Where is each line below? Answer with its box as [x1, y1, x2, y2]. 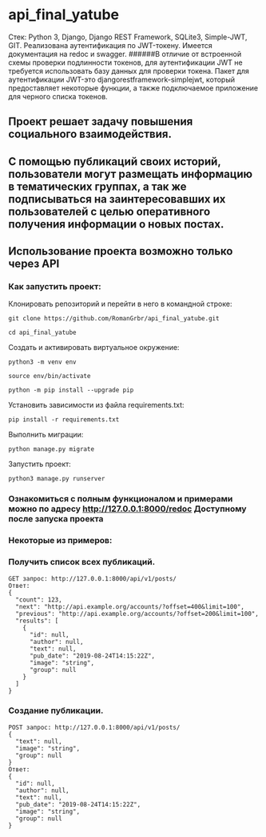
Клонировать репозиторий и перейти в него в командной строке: [8, 299, 232, 309]
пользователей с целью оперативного [8, 204, 211, 218]
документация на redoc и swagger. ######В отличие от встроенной [8, 49, 242, 58]
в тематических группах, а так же [8, 179, 187, 193]
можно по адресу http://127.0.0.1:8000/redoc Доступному [8, 503, 247, 514]
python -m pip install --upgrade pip [8, 386, 134, 394]
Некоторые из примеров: [8, 535, 113, 546]
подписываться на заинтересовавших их [8, 192, 226, 206]
